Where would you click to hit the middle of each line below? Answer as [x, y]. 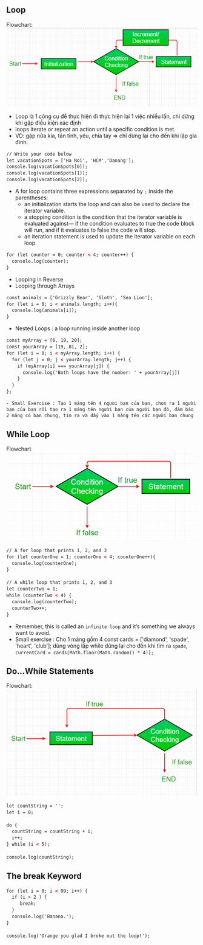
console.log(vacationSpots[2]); [47, 180]
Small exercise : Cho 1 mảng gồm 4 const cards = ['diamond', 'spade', [102, 639]
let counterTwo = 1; [32, 589]
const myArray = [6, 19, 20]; [45, 341]
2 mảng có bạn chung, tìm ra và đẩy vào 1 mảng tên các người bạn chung [100, 416]
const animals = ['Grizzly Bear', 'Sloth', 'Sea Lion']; [80, 297]
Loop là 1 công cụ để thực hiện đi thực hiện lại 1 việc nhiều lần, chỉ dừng [105, 116]
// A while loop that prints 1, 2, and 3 [59, 583]
